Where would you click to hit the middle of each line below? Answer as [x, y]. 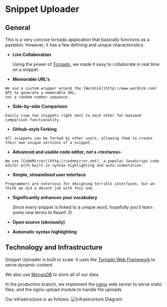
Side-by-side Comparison [40, 106]
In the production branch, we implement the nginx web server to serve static [84, 284]
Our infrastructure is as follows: [37, 299]
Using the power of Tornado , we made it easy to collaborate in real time [86, 64]
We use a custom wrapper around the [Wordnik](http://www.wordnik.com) [81, 88]
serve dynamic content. [29, 265]
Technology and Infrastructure [54, 247]
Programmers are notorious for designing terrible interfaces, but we [80, 184]
